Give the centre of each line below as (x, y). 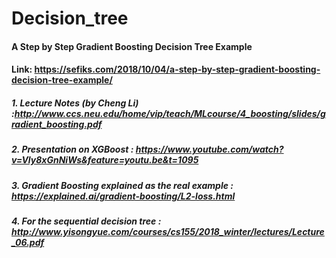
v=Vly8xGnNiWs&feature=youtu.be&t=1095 (105, 160)
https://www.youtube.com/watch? (209, 149)
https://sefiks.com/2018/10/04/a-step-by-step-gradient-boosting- (177, 69)
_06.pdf (28, 243)
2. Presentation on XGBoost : (72, 149)
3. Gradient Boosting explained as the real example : (122, 185)
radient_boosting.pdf (57, 124)
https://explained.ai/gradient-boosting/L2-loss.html (123, 196)
